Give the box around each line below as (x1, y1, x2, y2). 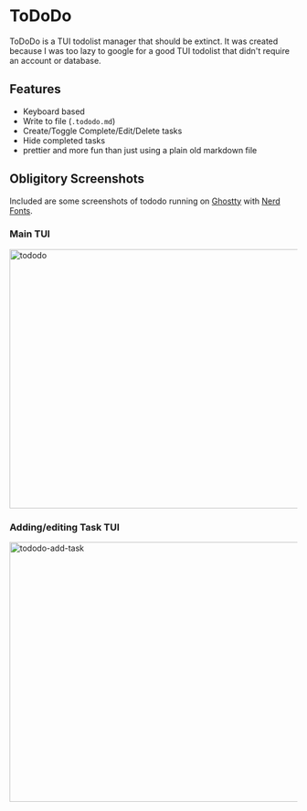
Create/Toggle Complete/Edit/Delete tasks (22, 125, 183, 136)
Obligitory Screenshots (9, 171, 144, 187)
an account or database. (9, 55, 102, 66)
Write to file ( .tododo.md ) (22, 115, 116, 126)
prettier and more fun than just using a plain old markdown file (22, 144, 258, 155)
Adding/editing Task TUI (9, 521, 121, 533)
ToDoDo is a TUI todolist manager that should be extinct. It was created (9, 36, 279, 47)
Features (9, 81, 61, 97)
